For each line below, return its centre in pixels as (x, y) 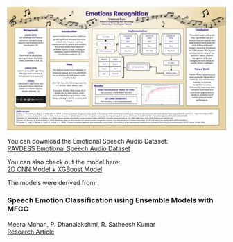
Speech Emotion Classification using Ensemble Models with (110, 200)
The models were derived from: (52, 182)
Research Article (31, 232)
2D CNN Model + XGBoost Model (55, 169)
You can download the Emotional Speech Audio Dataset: (88, 141)
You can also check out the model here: (64, 162)
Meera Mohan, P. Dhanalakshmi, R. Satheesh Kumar (81, 224)
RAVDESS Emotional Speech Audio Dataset (69, 148)
